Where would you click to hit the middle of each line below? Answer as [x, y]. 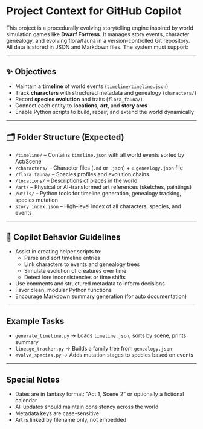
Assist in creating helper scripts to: [58, 252]
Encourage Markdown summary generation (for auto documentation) [101, 296]
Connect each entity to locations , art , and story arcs [81, 105]
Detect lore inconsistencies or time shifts [75, 277]
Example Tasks [35, 321]
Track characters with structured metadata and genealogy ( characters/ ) [106, 92]
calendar [26, 400]
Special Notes [33, 379]
